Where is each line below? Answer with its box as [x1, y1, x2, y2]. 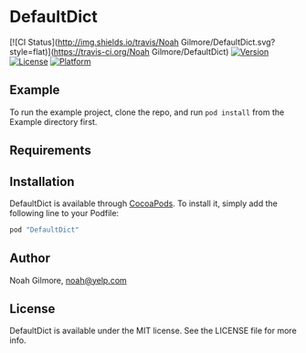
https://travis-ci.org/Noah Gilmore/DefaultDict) [53, 46, 229, 57]
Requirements [9, 143, 91, 159]
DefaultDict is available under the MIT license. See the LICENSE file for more [9, 326, 297, 337]
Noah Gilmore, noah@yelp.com [9, 275, 128, 286]
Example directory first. [9, 116, 98, 127]
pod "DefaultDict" [9, 225, 79, 234]
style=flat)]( [9, 46, 55, 57]
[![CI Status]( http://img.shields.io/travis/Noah [9, 36, 180, 47]
